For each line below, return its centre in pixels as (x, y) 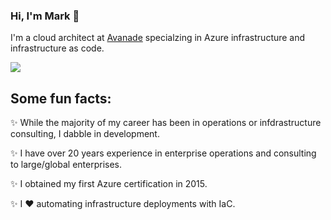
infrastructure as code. (57, 48)
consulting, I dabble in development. (85, 134)
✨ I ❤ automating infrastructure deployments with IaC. (123, 204)
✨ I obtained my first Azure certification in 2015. (109, 184)
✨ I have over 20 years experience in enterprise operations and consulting (163, 153)
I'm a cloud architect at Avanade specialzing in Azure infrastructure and (158, 38)
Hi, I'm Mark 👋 (45, 16)
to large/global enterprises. (66, 165)
